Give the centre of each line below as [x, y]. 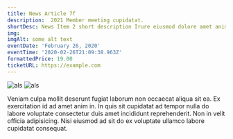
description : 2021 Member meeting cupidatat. [76, 20]
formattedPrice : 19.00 [40, 59]
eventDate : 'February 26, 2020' [54, 46]
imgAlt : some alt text [40, 40]
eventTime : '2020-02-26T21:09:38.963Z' [65, 53]
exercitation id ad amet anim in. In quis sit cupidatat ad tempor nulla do [108, 106]
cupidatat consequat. [37, 128]
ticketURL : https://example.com [54, 65]
